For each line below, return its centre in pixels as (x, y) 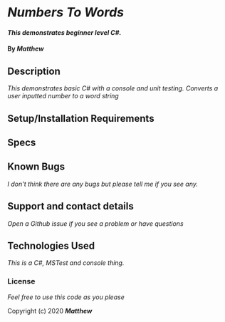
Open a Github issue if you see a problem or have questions (95, 223)
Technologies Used (51, 245)
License (21, 281)
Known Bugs (36, 167)
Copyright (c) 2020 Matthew (50, 311)
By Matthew (26, 49)
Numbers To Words (66, 12)
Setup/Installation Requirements (81, 118)
